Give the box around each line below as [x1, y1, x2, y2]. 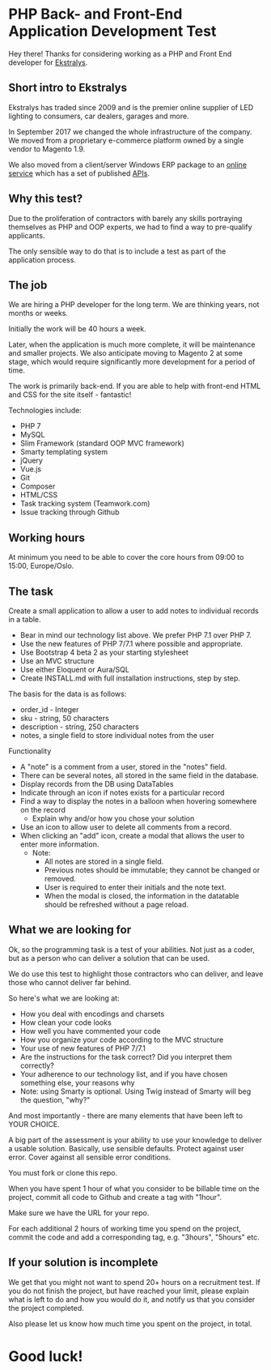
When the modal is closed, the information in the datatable [44, 891, 239, 900]
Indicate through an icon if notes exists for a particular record [19, 787, 225, 797]
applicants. [8, 230, 45, 240]
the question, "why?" [19, 1095, 91, 1104]
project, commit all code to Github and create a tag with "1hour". [8, 1192, 222, 1201]
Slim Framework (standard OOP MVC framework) [19, 438, 184, 448]
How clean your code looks [19, 1018, 112, 1027]
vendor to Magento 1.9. [8, 143, 86, 154]
